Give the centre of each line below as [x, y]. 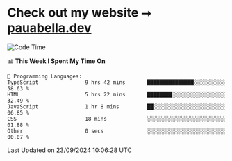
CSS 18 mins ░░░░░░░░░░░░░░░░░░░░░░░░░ [116, 119]
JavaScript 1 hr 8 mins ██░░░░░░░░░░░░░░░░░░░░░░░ [116, 107]
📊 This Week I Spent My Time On [56, 61]
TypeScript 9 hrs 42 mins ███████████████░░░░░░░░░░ [116, 82]
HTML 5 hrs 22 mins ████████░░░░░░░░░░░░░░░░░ [116, 94]
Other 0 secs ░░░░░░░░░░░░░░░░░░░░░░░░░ [116, 131]
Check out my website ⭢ [79, 13]
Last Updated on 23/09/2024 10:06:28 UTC [69, 150]
